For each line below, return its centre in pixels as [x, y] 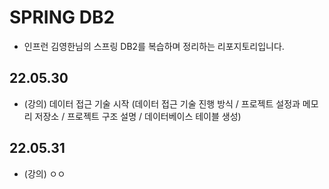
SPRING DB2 [62, 17]
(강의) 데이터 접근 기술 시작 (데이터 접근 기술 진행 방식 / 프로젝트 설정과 [162, 103]
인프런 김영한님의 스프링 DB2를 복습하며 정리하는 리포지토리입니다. [154, 46]
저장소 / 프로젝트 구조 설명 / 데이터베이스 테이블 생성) [138, 116]
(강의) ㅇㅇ [44, 173]
